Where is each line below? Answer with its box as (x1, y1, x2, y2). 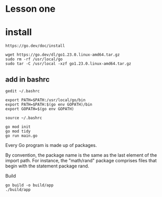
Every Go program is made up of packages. (5, 142, 97, 148)
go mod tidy (5, 129, 31, 134)
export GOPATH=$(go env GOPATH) (5, 106, 74, 111)
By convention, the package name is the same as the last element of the (5, 152, 157, 158)
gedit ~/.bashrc (5, 88, 40, 93)
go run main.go (5, 133, 38, 138)
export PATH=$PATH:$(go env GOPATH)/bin (5, 102, 93, 107)
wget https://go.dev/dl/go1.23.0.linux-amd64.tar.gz (5, 52, 120, 58)
